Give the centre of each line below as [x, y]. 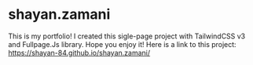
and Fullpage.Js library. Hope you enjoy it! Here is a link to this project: [123, 44]
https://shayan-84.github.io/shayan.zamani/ [79, 52]
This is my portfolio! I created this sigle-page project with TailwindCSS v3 [127, 36]
